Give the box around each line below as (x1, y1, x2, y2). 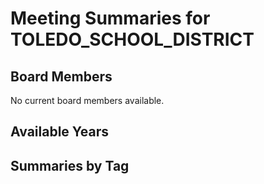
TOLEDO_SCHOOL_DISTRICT (10, 28, 255, 51)
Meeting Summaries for (10, 7, 211, 30)
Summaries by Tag (10, 157, 130, 174)
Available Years (10, 123, 110, 141)
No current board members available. (10, 95, 165, 106)
